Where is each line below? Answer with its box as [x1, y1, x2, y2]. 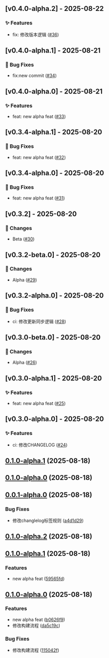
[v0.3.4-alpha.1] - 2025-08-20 [5, 128, 103, 136]
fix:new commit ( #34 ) [12, 72, 57, 78]
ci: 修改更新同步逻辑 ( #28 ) [12, 318, 66, 324]
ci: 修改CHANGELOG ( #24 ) [12, 441, 68, 447]
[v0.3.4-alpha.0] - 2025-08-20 [5, 169, 105, 177]
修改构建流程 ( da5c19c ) [12, 622, 61, 628]
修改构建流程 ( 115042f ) [12, 647, 60, 653]
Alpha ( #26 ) [12, 359, 37, 365]
